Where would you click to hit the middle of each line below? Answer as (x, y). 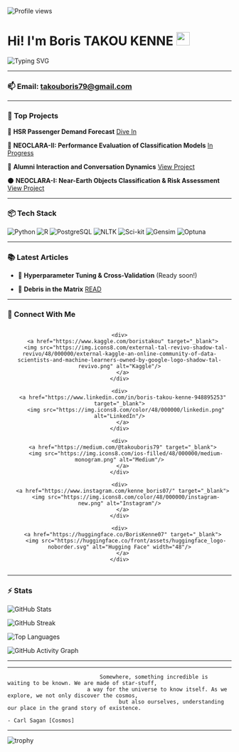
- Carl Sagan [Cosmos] (41, 720)
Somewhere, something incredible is (154, 677)
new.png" (91, 503)
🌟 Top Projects (33, 116)
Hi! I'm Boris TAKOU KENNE (90, 41)
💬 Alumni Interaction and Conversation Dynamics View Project (101, 167)
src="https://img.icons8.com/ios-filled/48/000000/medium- (134, 454)
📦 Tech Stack (32, 214)
